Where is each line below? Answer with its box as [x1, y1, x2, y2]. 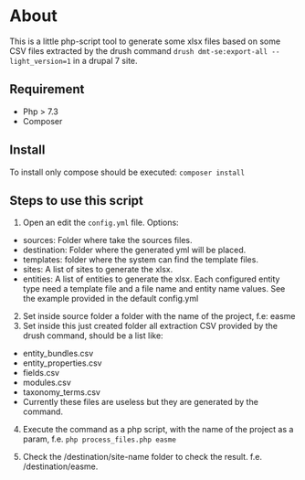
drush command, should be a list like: [22, 330, 163, 341]
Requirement [9, 81, 85, 97]
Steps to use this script [9, 193, 143, 208]
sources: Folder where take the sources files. [22, 235, 193, 246]
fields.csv [22, 368, 60, 379]
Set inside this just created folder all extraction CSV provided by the [22, 321, 279, 332]
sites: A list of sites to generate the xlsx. [22, 264, 174, 275]
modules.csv [22, 377, 71, 389]
